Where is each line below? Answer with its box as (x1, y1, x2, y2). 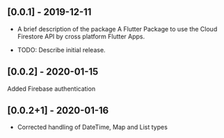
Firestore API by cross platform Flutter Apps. (17, 32, 145, 40)
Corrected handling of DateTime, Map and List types (17, 123, 168, 132)
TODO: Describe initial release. (17, 45, 106, 54)
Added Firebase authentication (7, 84, 96, 93)
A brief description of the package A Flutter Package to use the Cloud (17, 24, 218, 33)
